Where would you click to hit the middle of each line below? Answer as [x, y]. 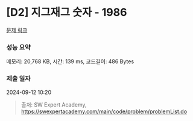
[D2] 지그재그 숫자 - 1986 [67, 12]
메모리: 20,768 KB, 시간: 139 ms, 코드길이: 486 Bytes [70, 61]
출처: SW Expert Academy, [54, 104]
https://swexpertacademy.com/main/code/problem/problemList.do [104, 111]
